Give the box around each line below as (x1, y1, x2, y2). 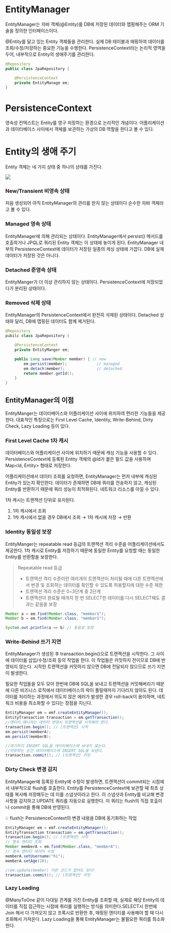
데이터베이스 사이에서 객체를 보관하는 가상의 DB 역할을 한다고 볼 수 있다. (10, 126, 154, 132)
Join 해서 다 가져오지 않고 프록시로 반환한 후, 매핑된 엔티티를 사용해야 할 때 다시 (5, 909, 164, 916)
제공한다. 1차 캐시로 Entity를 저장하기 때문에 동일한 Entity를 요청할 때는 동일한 (5, 547, 160, 553)
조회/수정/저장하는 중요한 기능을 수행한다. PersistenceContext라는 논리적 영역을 (5, 45, 166, 51)
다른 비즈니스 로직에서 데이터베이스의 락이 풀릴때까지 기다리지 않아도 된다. (10, 687, 158, 694)
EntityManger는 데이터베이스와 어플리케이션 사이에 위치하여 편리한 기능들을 (5, 410, 157, 416)
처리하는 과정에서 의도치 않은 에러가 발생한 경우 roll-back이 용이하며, (18, 694, 156, 700)
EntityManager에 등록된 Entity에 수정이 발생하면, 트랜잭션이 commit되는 (5, 779, 151, 785)
